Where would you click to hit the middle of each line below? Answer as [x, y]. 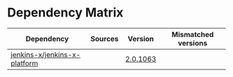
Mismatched [193, 34]
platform [24, 63]
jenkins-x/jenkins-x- [46, 54]
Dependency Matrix [65, 13]
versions [193, 43]
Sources [105, 38]
